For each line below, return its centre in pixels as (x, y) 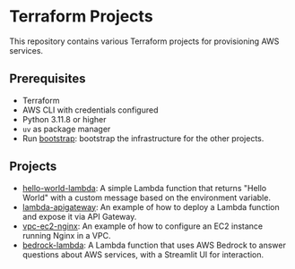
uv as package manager (66, 129)
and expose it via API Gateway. (79, 216)
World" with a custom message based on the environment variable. (147, 198)
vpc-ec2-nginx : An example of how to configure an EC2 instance (143, 226)
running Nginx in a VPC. (66, 235)
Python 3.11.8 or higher (64, 119)
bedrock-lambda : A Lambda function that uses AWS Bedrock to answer (154, 245)
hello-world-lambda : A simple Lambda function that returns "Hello (144, 188)
